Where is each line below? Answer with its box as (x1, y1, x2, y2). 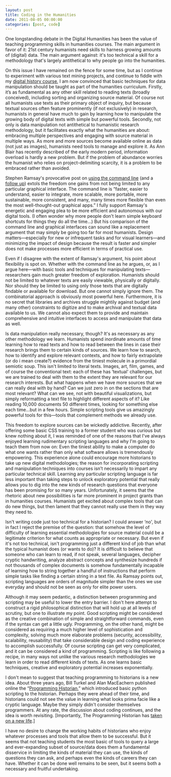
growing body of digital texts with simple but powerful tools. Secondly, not (5, 116, 161, 123)
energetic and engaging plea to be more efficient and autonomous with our (5, 208, 163, 214)
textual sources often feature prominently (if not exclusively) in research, (5, 105, 158, 111)
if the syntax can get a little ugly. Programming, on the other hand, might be (5, 621, 164, 627)
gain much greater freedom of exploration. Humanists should (31, 272, 159, 278)
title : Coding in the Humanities (5, 12, 76, 17)
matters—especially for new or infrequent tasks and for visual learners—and (5, 235, 165, 241)
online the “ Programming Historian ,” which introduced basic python (5, 685, 147, 692)
